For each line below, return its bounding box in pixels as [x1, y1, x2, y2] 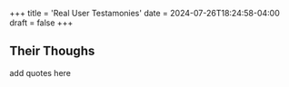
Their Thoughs [9, 43, 95, 59]
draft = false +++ [9, 17, 74, 28]
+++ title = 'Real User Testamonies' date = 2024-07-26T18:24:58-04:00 [9, 8, 280, 18]
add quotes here [9, 67, 71, 78]
